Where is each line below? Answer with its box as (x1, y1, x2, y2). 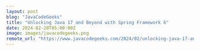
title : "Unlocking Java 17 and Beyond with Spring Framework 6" (6, 19, 169, 25)
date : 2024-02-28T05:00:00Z (6, 25, 76, 31)
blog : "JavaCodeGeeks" (6, 14, 62, 20)
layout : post (6, 8, 39, 15)
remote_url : (6, 36, 36, 42)
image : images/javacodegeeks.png (6, 30, 89, 36)
